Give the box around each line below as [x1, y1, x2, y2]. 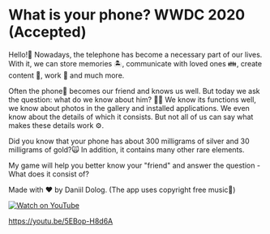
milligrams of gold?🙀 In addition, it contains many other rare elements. [8, 144, 245, 155]
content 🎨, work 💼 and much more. [8, 70, 125, 80]
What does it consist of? [8, 168, 89, 179]
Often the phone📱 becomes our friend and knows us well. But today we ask [8, 86, 260, 96]
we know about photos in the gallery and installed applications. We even [8, 103, 250, 113]
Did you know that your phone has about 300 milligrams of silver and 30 [8, 136, 250, 146]
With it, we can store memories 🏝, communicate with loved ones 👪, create [8, 58, 262, 68]
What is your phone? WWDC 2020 [8, 6, 246, 24]
